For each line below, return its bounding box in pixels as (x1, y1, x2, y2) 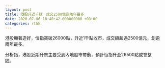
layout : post (5, 7, 32, 12)
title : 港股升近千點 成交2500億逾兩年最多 (5, 12, 84, 17)
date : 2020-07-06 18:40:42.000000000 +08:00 (5, 16, 98, 21)
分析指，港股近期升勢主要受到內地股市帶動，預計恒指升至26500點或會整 (5, 52, 152, 58)
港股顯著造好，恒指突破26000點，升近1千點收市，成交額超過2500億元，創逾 (5, 35, 160, 41)
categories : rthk (5, 21, 41, 26)
